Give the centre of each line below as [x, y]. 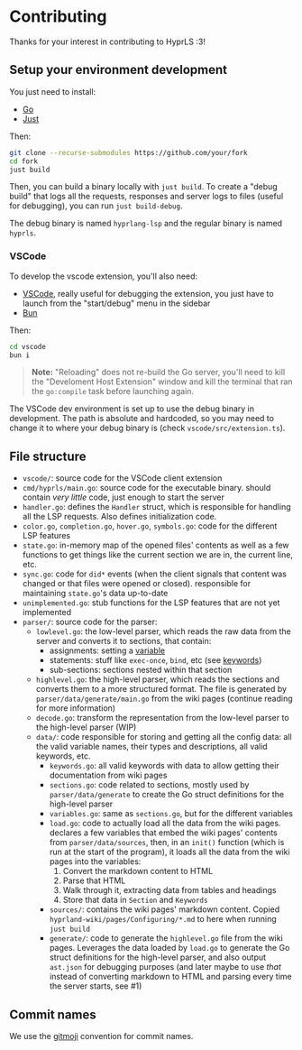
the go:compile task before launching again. [113, 391]
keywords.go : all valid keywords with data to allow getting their [164, 766]
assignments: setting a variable [107, 650]
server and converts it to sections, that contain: [124, 641]
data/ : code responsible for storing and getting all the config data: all [164, 737]
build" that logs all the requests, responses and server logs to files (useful [146, 197]
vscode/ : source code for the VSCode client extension [122, 478]
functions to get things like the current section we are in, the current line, [157, 555]
